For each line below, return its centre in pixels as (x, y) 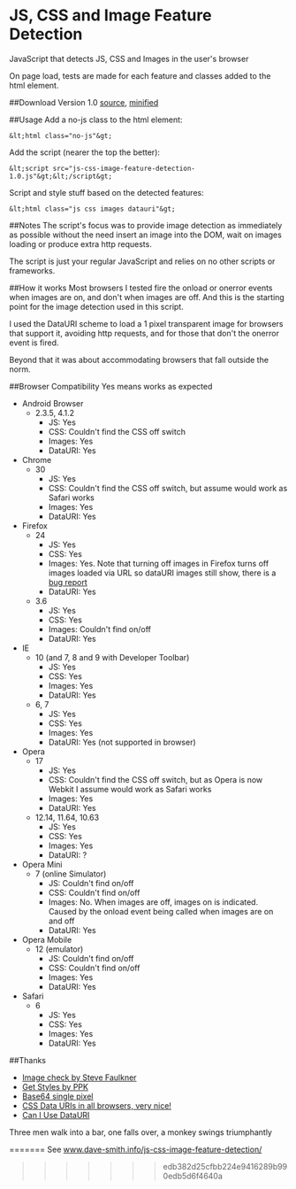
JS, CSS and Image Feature (110, 15)
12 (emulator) (59, 949)
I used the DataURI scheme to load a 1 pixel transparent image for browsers (146, 323)
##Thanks (28, 1060)
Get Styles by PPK (55, 1086)
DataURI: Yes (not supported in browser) (122, 742)
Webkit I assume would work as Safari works (130, 789)
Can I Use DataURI (56, 1115)
